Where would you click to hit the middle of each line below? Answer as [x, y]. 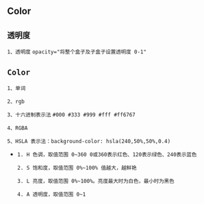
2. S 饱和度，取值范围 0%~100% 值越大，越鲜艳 [77, 168]
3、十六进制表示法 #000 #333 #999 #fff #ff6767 [71, 115]
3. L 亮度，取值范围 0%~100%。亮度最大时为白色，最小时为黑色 [95, 181]
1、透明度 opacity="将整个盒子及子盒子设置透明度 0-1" [77, 52]
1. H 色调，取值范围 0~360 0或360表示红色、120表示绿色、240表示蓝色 [107, 155]
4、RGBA [17, 128]
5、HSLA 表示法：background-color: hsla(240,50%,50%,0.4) [89, 142]
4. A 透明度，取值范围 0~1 [51, 194]
